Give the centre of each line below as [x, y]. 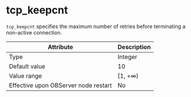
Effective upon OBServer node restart [60, 85]
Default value [27, 66]
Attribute [60, 47]
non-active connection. [34, 32]
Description [134, 47]
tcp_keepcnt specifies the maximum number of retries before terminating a [96, 26]
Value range [25, 75]
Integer [127, 57]
